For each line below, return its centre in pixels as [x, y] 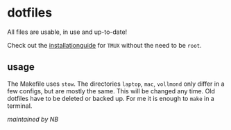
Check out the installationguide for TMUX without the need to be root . [105, 45]
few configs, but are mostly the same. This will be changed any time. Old [111, 91]
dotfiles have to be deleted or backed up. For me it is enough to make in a [111, 98]
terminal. [20, 106]
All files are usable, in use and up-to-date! [67, 32]
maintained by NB [33, 119]
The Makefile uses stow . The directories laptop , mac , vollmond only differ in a [116, 84]
